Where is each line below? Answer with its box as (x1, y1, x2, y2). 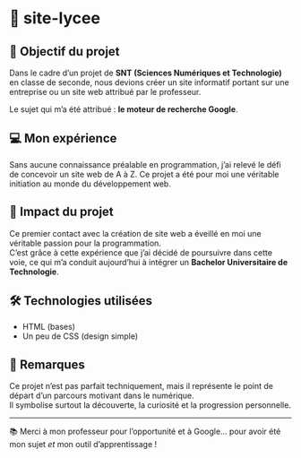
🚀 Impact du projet (9, 204, 114, 220)
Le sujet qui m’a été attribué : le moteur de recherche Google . (9, 104, 239, 115)
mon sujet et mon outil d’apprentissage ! (9, 439, 158, 450)
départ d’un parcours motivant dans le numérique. (9, 390, 194, 402)
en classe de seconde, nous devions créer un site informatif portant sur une (9, 77, 289, 88)
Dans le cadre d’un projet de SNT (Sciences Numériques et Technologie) (9, 67, 282, 78)
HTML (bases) (21, 322, 76, 333)
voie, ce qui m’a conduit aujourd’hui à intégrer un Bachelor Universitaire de (9, 256, 288, 267)
